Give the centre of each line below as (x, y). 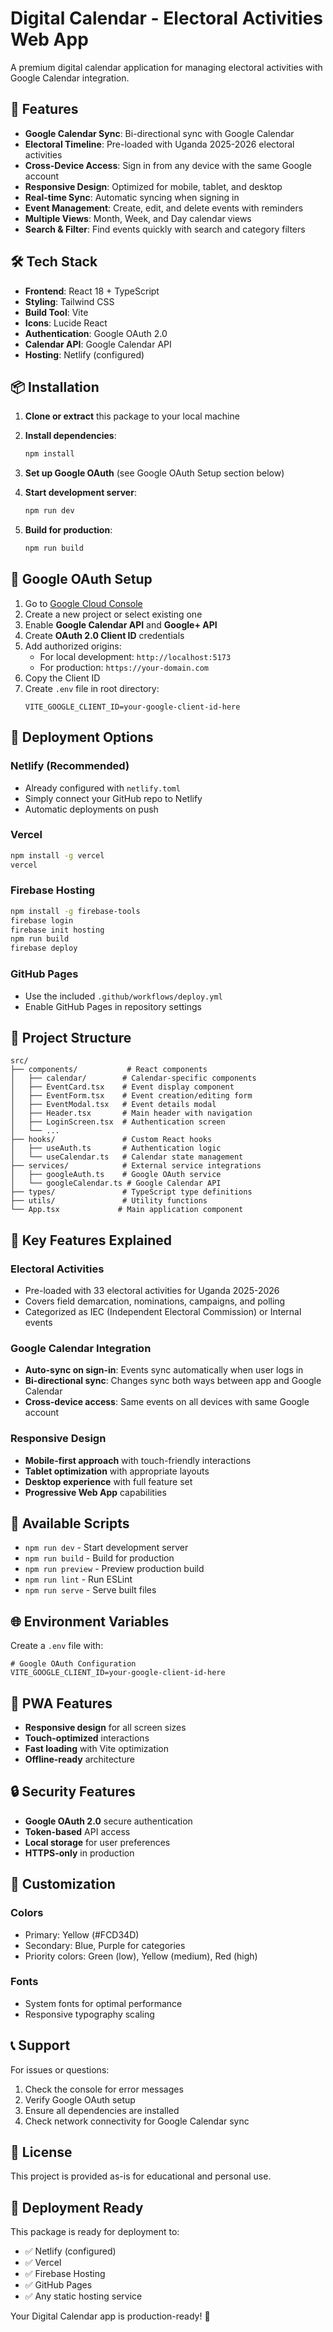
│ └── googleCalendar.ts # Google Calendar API (116, 1183)
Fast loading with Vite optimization (97, 1749)
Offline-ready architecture (79, 1759)
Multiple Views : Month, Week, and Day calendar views (138, 218)
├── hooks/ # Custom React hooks (111, 1140)
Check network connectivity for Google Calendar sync (137, 2121)
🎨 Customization (63, 1884)
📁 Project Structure (71, 1037)
